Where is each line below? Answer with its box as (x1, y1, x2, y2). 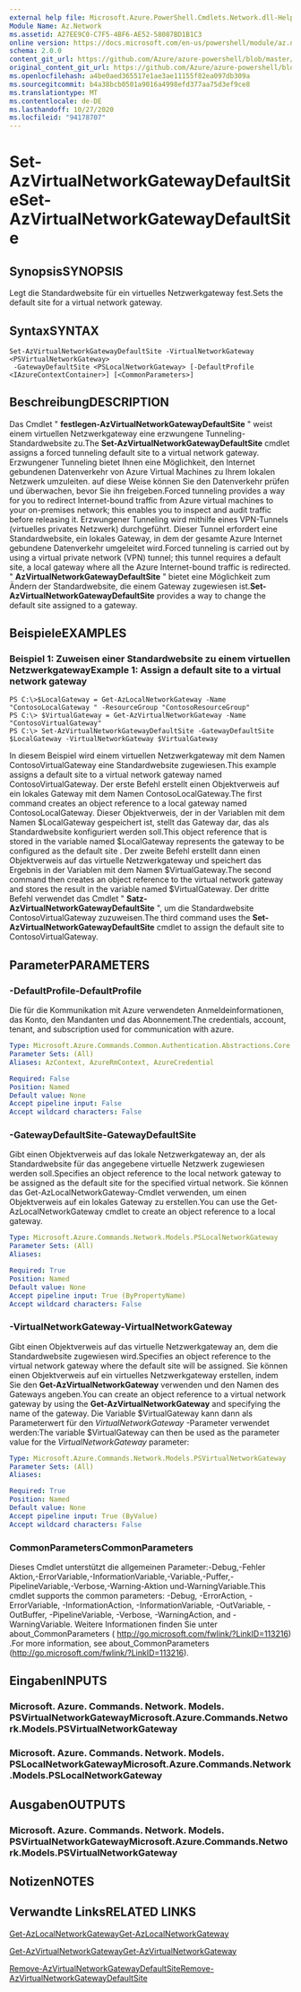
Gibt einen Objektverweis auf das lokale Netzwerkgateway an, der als (9, 1149, 266, 1160)
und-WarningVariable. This (169, 1581, 266, 1592)
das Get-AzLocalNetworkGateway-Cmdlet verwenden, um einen (9, 1187, 247, 1198)
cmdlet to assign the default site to (156, 922, 285, 933)
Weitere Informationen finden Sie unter (74, 1619, 218, 1629)
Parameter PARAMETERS (9, 957, 150, 973)
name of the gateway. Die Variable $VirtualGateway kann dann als (9, 1408, 254, 1419)
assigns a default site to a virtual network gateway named (9, 769, 222, 781)
